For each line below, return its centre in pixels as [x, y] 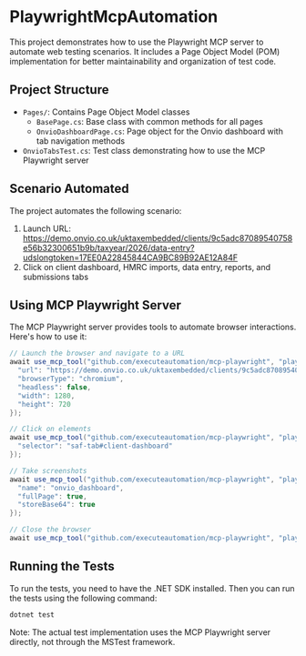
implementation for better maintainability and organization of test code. [143, 61]
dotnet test [32, 615]
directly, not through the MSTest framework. [92, 641]
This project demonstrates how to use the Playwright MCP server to [137, 42]
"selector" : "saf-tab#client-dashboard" [95, 446]
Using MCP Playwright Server [96, 305]
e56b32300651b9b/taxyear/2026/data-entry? [108, 247]
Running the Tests [62, 566]
